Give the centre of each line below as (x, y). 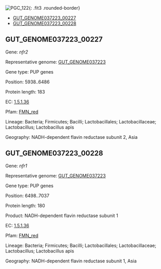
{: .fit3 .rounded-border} (55, 8)
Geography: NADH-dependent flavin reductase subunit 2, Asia (71, 137)
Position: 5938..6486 (28, 82)
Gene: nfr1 (16, 166)
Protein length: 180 (25, 205)
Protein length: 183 (25, 92)
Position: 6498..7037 (28, 195)
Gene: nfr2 (17, 52)
